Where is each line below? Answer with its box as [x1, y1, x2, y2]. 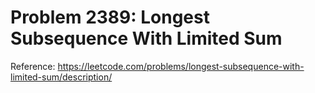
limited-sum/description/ [10, 71, 113, 83]
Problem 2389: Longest [10, 6, 210, 29]
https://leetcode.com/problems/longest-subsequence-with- [57, 60, 305, 72]
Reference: [10, 60, 56, 72]
